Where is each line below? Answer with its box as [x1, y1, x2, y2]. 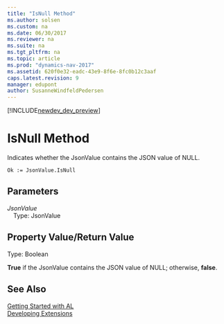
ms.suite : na [7, 42, 45, 49]
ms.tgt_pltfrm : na [7, 49, 60, 56]
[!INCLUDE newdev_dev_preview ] [7, 107, 101, 115]
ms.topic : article [7, 55, 60, 62]
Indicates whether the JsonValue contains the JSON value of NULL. [7, 154, 200, 162]
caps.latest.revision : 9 [7, 74, 79, 82]
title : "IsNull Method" [7, 10, 76, 17]
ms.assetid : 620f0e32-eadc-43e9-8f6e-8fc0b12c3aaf [7, 68, 157, 75]
